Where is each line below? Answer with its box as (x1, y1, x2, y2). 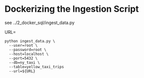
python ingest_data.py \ (4, 38, 55, 44)
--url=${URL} (9, 69, 36, 74)
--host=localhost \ (9, 52, 49, 56)
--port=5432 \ (9, 55, 38, 61)
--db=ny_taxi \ (9, 60, 40, 65)
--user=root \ (9, 43, 38, 48)
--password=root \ (9, 47, 47, 52)
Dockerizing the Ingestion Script (4, 3, 139, 15)
